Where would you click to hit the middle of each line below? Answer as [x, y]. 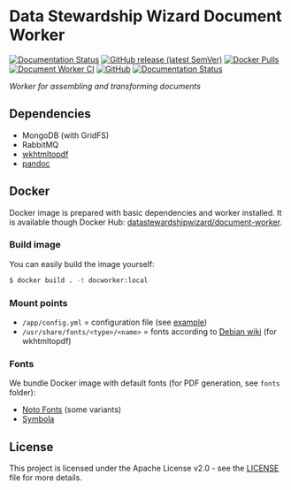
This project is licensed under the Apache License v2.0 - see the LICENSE [144, 468]
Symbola [38, 419]
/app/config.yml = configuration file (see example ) [115, 322]
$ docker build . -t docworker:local [79, 280]
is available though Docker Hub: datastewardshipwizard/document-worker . [146, 222]
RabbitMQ [40, 144]
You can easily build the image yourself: [82, 264]
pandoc [36, 163]
